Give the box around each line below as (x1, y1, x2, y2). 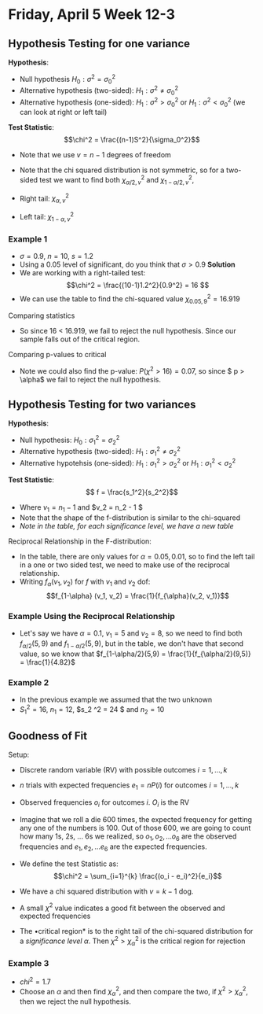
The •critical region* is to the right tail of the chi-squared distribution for (19, 927, 254, 936)
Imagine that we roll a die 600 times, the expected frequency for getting (19, 814, 253, 824)
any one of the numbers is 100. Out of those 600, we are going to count (19, 823, 251, 832)
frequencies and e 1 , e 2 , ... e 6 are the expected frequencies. (19, 842, 207, 853)
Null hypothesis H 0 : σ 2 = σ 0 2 (19, 73, 116, 86)
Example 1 (8, 234, 48, 245)
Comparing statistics (8, 311, 75, 320)
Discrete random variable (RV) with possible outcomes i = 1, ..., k (19, 765, 228, 775)
